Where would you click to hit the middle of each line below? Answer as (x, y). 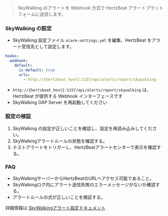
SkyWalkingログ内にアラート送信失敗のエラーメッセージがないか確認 (84, 185)
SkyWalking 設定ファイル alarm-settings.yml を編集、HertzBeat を (82, 40)
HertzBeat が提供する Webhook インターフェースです (67, 96)
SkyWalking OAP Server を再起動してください (60, 102)
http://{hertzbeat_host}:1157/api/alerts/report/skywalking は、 (82, 89)
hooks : (12, 56)
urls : (24, 75)
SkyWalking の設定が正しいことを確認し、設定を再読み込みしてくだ (82, 128)
